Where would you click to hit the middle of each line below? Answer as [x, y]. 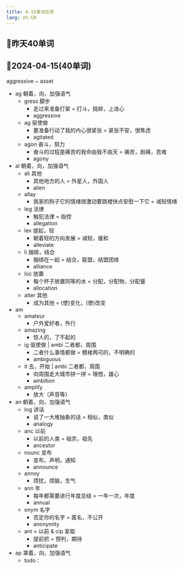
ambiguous [47, 359]
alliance [43, 266]
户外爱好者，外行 [54, 323]
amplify [34, 387]
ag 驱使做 [36, 122]
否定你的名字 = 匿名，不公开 [68, 517]
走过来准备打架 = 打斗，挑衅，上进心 [79, 108]
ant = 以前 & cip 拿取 [50, 531]
